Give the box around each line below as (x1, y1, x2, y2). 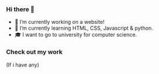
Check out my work (6, 48, 63, 56)
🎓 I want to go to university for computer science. (14, 31, 137, 38)
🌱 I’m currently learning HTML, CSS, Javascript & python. (14, 24, 154, 31)
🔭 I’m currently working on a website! (14, 19, 105, 26)
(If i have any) (6, 61, 39, 68)
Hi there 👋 (6, 5, 35, 13)
